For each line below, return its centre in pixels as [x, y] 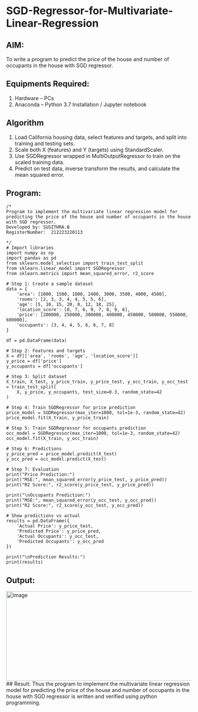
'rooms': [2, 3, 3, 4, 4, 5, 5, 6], [62, 299]
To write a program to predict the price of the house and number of [88, 59]
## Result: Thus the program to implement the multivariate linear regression [98, 684]
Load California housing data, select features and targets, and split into [101, 137]
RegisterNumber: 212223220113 [44, 233]
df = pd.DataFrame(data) [37, 341]
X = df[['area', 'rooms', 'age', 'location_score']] [72, 356]
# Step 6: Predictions [34, 449]
